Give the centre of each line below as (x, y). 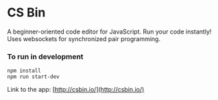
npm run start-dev (33, 77)
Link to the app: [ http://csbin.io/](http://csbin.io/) (76, 90)
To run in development (45, 56)
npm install (24, 71)
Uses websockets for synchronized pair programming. (84, 38)
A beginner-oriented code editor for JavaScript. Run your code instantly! (109, 32)
